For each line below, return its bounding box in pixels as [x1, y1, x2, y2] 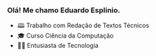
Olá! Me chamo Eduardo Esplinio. [7, 5, 121, 15]
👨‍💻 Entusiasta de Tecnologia [17, 42, 99, 50]
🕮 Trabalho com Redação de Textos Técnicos [17, 21, 150, 29]
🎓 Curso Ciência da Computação [17, 31, 114, 40]
